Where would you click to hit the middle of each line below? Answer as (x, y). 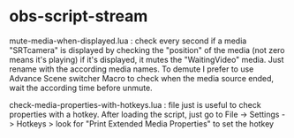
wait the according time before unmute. (81, 88)
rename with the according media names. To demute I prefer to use (132, 69)
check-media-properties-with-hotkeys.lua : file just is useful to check (136, 104)
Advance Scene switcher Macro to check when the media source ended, (142, 78)
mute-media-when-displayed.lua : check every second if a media (128, 41)
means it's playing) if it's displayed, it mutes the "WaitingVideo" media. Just (147, 59)
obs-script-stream (79, 16)
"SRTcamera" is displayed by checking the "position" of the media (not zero (147, 50)
